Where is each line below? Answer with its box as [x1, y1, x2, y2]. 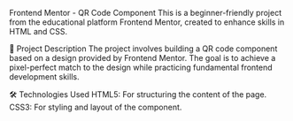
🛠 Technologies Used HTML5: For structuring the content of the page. [9, 89, 267, 100]
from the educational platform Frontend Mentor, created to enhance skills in [9, 17, 285, 27]
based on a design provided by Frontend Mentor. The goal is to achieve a [9, 53, 276, 63]
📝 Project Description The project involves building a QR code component [9, 43, 278, 54]
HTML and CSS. [9, 26, 68, 36]
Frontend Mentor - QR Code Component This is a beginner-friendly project [9, 8, 281, 18]
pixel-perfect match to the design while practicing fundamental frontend [9, 62, 273, 72]
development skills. [9, 72, 80, 82]
